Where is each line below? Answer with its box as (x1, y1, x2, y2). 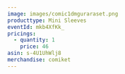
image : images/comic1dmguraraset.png (7, 10, 119, 18)
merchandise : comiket (7, 56, 71, 63)
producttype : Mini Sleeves (7, 17, 87, 24)
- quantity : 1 (13, 37, 55, 44)
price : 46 (20, 43, 49, 50)
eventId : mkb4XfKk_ (7, 23, 65, 30)
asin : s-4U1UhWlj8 (7, 50, 61, 57)
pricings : (7, 30, 37, 37)
